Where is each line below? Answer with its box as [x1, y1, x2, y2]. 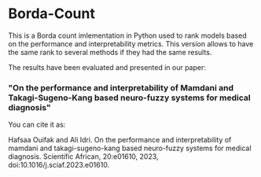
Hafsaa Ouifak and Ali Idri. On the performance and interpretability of [8, 135, 232, 145]
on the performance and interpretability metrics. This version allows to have [8, 39, 254, 48]
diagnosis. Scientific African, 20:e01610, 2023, [8, 152, 159, 161]
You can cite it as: [8, 120, 66, 130]
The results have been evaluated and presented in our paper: [8, 62, 207, 72]
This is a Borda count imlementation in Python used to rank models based [8, 31, 247, 40]
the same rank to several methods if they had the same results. [8, 47, 212, 57]
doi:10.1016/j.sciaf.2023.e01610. [8, 160, 110, 170]
